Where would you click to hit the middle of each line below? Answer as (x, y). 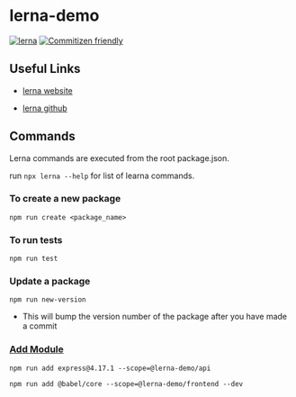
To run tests (36, 239)
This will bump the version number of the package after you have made (155, 317)
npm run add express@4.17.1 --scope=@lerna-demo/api (110, 368)
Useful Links (45, 69)
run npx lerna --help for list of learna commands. (102, 176)
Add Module (37, 349)
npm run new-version (48, 300)
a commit (40, 326)
